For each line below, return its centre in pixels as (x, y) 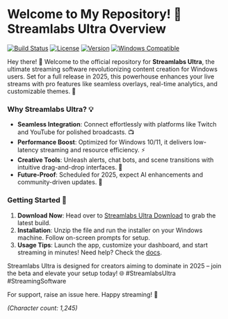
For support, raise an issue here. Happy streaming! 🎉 (83, 294)
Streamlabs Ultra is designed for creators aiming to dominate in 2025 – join (114, 265)
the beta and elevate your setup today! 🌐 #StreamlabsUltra (91, 273)
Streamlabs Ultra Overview (87, 29)
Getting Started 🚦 (37, 200)
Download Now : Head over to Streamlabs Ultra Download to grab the (116, 215)
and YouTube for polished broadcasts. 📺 (76, 132)
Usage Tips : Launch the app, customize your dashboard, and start (113, 245)
